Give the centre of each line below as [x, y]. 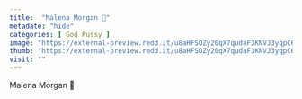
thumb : [22, 51]
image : [22, 43]
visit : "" [28, 59]
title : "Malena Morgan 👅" [60, 18]
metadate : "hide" [42, 26]
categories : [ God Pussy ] [60, 34]
